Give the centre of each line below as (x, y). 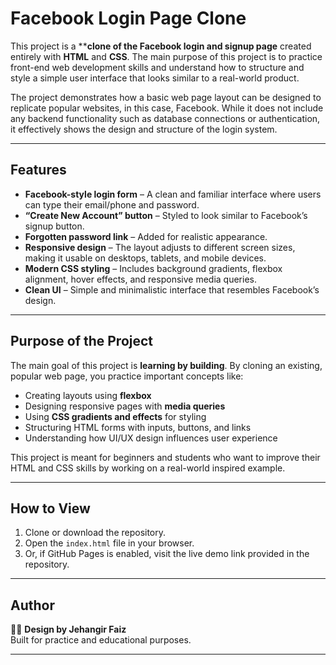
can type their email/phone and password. (112, 204)
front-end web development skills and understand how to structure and (157, 67)
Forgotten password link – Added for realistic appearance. (146, 236)
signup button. (54, 226)
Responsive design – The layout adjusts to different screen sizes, (160, 247)
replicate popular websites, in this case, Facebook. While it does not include (167, 108)
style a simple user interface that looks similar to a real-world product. (155, 78)
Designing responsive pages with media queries (125, 406)
